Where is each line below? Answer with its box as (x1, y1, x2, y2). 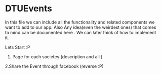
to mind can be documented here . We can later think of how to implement (5, 29, 157, 35)
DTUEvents (5, 3, 52, 14)
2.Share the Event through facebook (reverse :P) (5, 63, 104, 69)
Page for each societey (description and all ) (12, 53, 103, 59)
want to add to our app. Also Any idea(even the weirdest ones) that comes (5, 24, 157, 30)
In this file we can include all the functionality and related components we (5, 19, 155, 25)
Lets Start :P (5, 44, 31, 50)
